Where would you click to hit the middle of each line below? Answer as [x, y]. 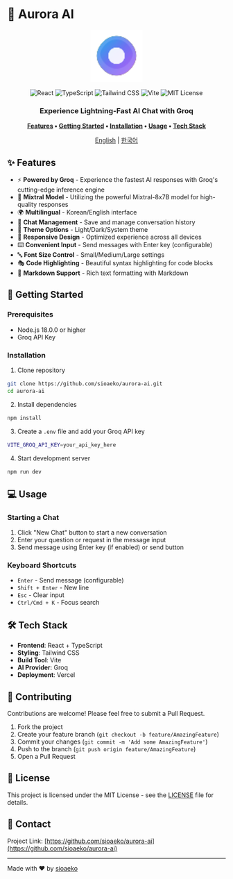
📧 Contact [29, 824]
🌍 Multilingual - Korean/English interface [77, 212]
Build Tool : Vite [39, 660]
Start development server [54, 458]
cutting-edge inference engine [61, 190]
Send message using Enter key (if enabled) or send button [101, 547]
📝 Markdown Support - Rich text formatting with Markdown [103, 273]
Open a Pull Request [46, 757]
